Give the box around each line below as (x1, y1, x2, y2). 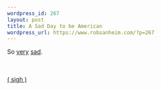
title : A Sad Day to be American (7, 22, 103, 29)
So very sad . (7, 48, 43, 56)
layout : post (7, 16, 45, 23)
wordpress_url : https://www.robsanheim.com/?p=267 (7, 29, 155, 36)
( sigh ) (7, 76, 27, 84)
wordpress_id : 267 (7, 10, 60, 17)
